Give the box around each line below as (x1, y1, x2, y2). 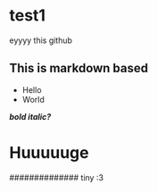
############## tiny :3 (9, 171, 104, 183)
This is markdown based (9, 61, 149, 76)
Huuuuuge (9, 142, 89, 163)
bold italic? (9, 111, 52, 121)
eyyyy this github (9, 35, 73, 46)
